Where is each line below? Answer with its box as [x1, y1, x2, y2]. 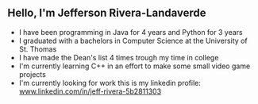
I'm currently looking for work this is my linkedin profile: [18, 78, 202, 87]
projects [18, 69, 47, 79]
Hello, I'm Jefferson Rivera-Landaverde [7, 6, 207, 20]
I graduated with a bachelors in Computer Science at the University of [18, 36, 248, 45]
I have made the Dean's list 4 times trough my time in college [18, 52, 219, 62]
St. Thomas [18, 44, 57, 54]
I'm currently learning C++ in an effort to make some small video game [18, 61, 251, 71]
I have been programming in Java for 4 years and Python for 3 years [18, 27, 243, 37]
